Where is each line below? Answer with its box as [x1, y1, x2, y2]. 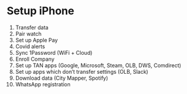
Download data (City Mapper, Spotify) [15, 74, 109, 82]
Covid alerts [15, 43, 45, 50]
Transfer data [15, 24, 49, 31]
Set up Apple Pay [15, 36, 58, 43]
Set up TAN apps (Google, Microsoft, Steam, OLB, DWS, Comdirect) [15, 61, 182, 69]
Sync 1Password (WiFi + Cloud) [15, 49, 93, 56]
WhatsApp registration [15, 80, 71, 87]
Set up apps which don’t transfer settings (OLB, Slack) [15, 68, 148, 75]
